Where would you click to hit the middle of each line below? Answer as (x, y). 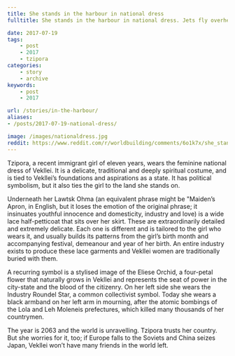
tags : (15, 39)
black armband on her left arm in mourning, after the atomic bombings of (113, 301)
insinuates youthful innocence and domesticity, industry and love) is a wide (116, 214)
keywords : (22, 85)
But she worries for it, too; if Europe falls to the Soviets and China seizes (111, 338)
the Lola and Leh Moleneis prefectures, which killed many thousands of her (116, 309)
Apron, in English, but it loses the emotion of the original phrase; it (102, 206)
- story (31, 72)
